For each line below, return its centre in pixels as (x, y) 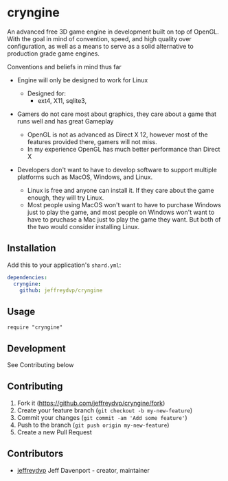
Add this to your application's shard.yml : (64, 265)
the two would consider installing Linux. (83, 226)
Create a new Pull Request (55, 432)
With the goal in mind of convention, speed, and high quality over (100, 38)
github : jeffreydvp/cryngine (61, 290)
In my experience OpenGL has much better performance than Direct (124, 149)
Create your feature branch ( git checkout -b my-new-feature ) (105, 410)
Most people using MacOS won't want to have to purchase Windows (124, 204)
